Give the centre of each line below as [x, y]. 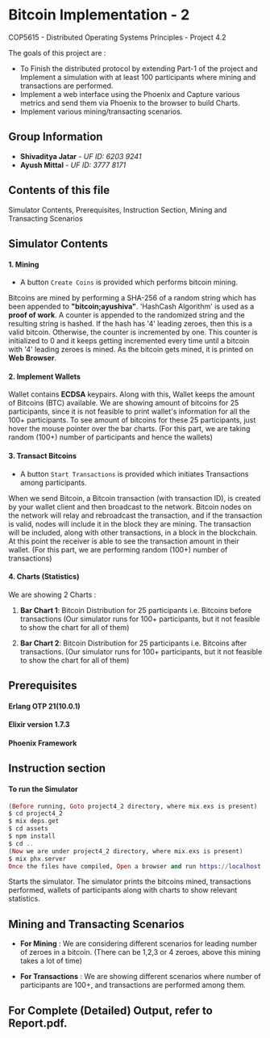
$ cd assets [28, 829]
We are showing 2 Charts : [52, 595]
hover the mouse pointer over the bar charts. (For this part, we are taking [129, 429]
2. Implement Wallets [44, 376]
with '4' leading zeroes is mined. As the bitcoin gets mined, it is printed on [131, 350]
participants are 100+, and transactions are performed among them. [133, 985]
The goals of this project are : [57, 53]
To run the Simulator [43, 788]
